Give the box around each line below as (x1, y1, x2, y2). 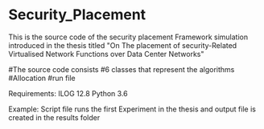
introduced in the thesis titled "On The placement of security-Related (8, 40, 237, 50)
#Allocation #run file (8, 73, 76, 83)
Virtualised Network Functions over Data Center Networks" (8, 49, 204, 58)
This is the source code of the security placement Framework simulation (8, 32, 249, 42)
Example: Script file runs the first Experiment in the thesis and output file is (8, 104, 256, 114)
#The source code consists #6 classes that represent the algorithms (8, 64, 235, 74)
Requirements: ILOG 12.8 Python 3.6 (8, 88, 128, 98)
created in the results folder (8, 112, 101, 122)
